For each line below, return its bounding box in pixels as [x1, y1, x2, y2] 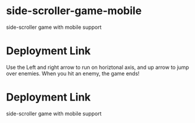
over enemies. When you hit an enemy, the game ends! [6, 69, 140, 77]
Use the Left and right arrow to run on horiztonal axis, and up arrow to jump [6, 64, 190, 71]
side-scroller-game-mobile [6, 4, 142, 18]
